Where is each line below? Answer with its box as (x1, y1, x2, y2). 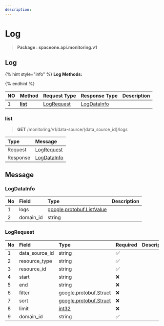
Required (115, 241, 138, 248)
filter (19, 289, 30, 296)
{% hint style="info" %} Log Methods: (5, 71, 82, 77)
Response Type (81, 92, 118, 99)
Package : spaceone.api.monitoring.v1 (17, 44, 97, 50)
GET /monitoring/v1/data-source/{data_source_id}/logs (17, 126, 128, 132)
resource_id (19, 265, 46, 272)
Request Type (43, 92, 77, 99)
